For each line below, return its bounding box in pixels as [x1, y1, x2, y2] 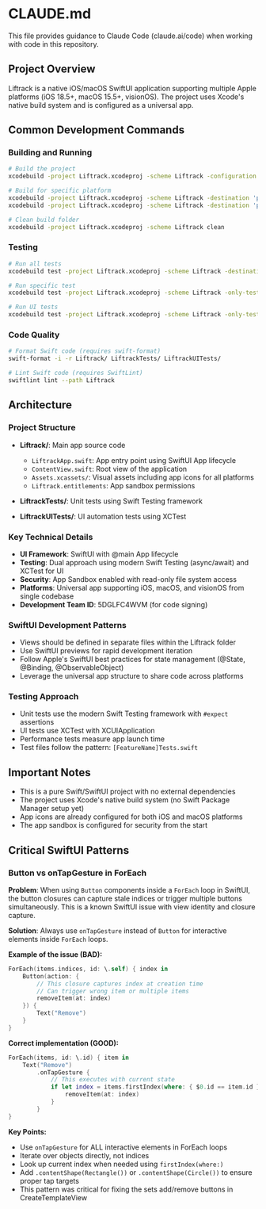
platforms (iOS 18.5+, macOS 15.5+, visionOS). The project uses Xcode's [8, 92, 245, 101]
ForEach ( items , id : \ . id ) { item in [8, 1054, 129, 1062]
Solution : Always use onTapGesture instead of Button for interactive [8, 925, 227, 935]
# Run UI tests [8, 303, 59, 312]
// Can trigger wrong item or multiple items [36, 987, 190, 995]
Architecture [8, 398, 73, 412]
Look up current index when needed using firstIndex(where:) [19, 1159, 224, 1169]
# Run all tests [8, 259, 62, 268]
